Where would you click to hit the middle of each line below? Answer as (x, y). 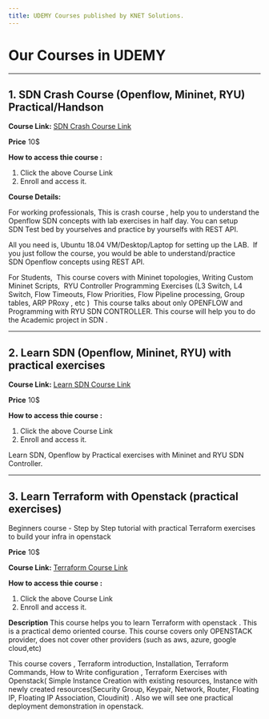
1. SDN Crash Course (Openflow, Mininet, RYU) (127, 94)
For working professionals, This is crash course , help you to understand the (134, 212)
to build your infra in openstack (60, 536)
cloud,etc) (25, 648)
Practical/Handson (56, 107)
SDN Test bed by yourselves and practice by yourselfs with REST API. (123, 230)
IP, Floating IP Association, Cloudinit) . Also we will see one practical (121, 698)
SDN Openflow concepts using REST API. (77, 262)
